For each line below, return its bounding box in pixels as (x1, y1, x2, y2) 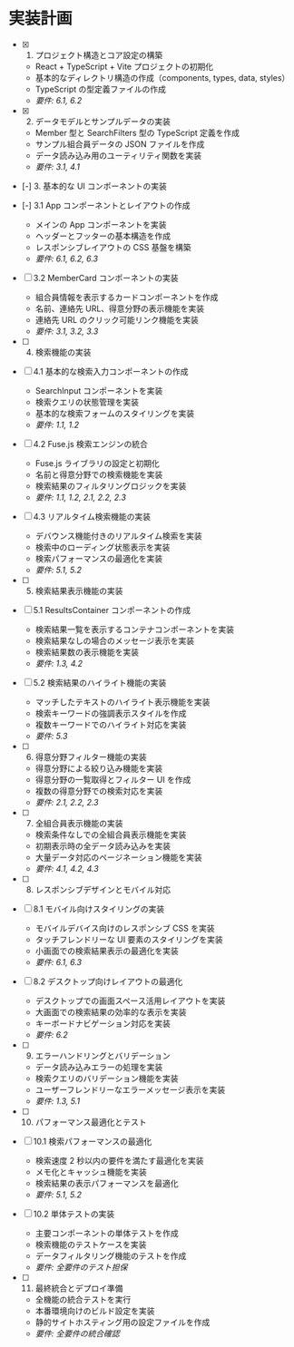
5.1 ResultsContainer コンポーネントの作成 (33, 604, 191, 615)
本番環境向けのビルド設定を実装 (34, 1305, 155, 1316)
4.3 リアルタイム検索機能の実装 (33, 511, 152, 522)
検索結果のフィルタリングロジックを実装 (34, 480, 187, 491)
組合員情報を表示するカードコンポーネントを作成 (34, 291, 219, 302)
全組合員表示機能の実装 (34, 817, 123, 828)
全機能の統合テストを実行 (34, 1293, 132, 1304)
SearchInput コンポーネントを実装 (34, 385, 163, 395)
